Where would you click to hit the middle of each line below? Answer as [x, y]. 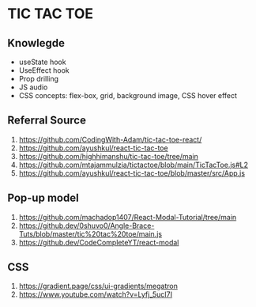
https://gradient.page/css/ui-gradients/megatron [98, 286]
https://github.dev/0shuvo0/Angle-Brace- [87, 226]
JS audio [33, 87]
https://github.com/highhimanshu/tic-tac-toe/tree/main [109, 156]
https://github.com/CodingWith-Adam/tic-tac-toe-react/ [110, 139]
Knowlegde [36, 43]
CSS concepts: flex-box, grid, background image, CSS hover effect [128, 95]
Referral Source [47, 121]
